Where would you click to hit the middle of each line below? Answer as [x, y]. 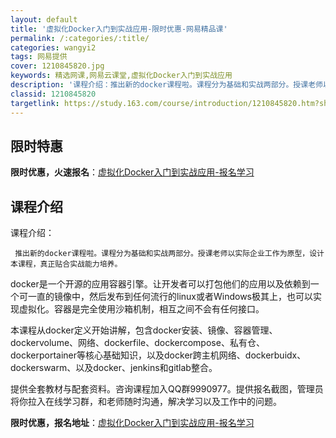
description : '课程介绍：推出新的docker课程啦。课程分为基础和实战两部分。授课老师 [166, 85]
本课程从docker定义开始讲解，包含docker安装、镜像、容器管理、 [144, 330]
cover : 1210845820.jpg [57, 66]
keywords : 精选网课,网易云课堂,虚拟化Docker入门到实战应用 [121, 76]
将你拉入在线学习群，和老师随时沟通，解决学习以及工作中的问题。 [146, 402]
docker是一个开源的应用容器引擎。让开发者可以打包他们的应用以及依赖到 [160, 284]
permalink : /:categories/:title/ [80, 38]
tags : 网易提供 [39, 57]
